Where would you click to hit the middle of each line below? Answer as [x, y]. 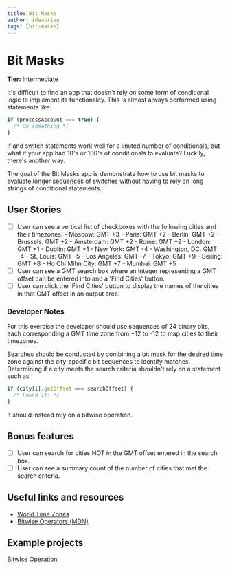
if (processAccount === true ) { [53, 120]
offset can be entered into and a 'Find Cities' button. [91, 278]
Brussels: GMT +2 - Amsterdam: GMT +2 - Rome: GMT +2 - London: [114, 241]
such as [18, 376]
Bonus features [41, 436]
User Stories [34, 210]
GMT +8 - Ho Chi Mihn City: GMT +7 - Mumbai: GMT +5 [96, 263]
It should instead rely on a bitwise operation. [70, 415]
